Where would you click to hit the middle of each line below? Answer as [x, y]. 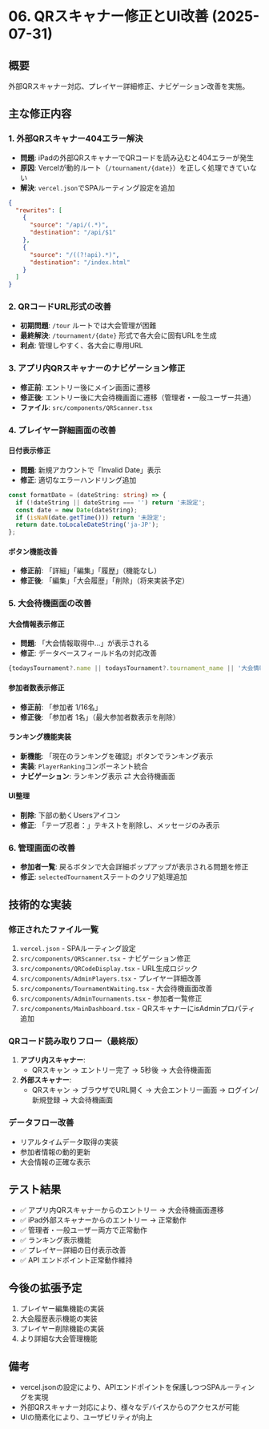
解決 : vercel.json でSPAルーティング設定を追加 [97, 187]
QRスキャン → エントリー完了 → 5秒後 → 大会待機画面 [122, 1070]
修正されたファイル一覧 [53, 929]
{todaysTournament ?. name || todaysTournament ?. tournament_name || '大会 [131, 668]
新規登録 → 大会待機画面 [72, 1100]
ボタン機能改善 [33, 551]
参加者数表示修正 [36, 687]
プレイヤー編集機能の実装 [62, 1309]
